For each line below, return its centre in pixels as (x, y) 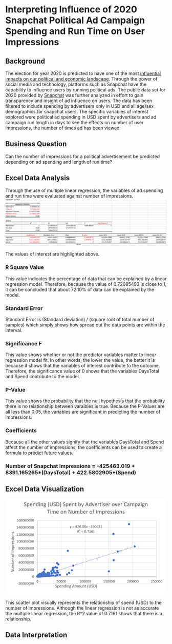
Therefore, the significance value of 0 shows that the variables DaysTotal (82, 371)
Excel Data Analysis (38, 178)
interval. (14, 330)
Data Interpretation (36, 635)
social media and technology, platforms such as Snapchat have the (76, 84)
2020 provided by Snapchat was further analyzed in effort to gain (74, 95)
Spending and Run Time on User (75, 31)
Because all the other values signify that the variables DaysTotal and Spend (85, 442)
